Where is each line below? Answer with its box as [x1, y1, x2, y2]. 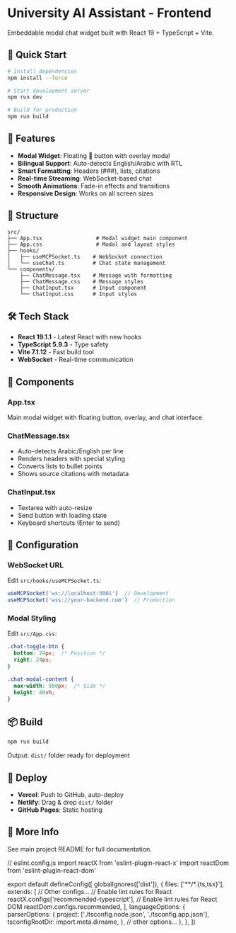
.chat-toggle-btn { [7, 643, 65, 650]
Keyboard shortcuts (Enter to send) [17, 519, 120, 527]
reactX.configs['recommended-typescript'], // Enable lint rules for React [7, 895, 218, 903]
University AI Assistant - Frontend [7, 5, 212, 21]
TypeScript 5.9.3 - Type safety [17, 340, 109, 349]
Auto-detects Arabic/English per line [17, 447, 124, 456]
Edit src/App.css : [7, 629, 57, 638]
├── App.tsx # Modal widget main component [7, 234, 189, 242]
